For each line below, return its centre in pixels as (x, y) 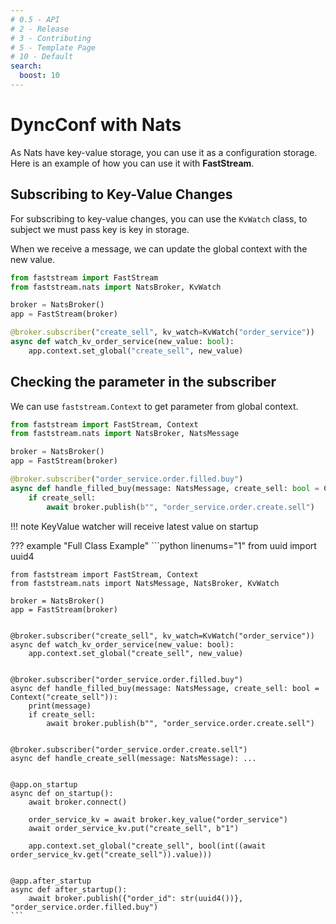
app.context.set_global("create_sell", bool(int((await (147, 846)
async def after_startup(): (69, 889)
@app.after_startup (51, 881)
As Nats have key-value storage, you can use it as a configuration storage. (164, 152)
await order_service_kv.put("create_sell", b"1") (134, 828)
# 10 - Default (42, 57)
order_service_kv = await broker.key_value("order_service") (158, 819)
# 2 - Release (40, 29)
